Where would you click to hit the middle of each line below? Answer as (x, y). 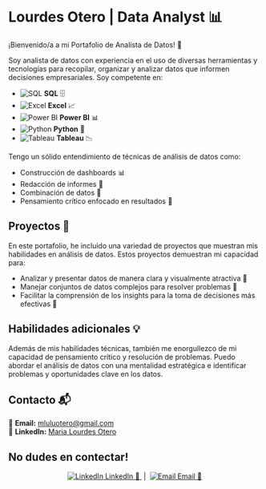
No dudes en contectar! (69, 457)
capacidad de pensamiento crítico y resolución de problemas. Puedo (122, 357)
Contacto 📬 (40, 400)
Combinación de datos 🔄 (60, 192)
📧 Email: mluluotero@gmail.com (61, 423)
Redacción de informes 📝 (62, 184)
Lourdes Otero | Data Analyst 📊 (115, 17)
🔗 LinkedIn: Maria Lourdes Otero (62, 432)
